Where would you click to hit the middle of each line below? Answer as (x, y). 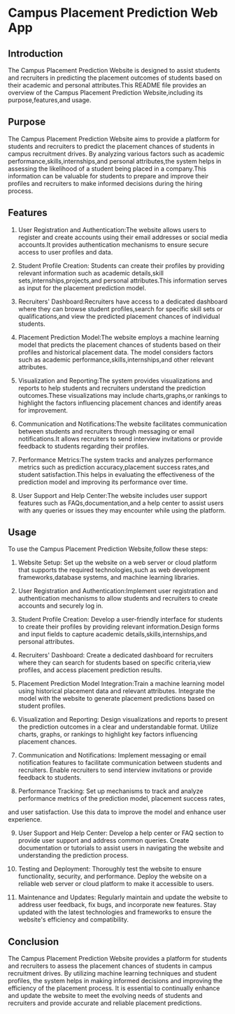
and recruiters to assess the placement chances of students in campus (110, 966)
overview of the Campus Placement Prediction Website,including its (106, 93)
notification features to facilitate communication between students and (120, 763)
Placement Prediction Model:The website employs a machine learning (119, 337)
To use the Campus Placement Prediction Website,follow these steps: (108, 549)
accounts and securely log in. (60, 606)
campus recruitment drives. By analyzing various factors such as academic (116, 153)
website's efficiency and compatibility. (73, 920)
